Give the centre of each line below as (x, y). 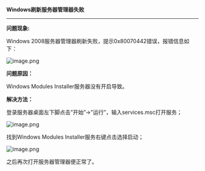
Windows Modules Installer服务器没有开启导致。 (67, 86)
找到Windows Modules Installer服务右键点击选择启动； (75, 137)
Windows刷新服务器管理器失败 (45, 9)
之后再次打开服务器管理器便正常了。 (52, 162)
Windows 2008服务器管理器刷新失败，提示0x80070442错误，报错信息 (95, 41)
